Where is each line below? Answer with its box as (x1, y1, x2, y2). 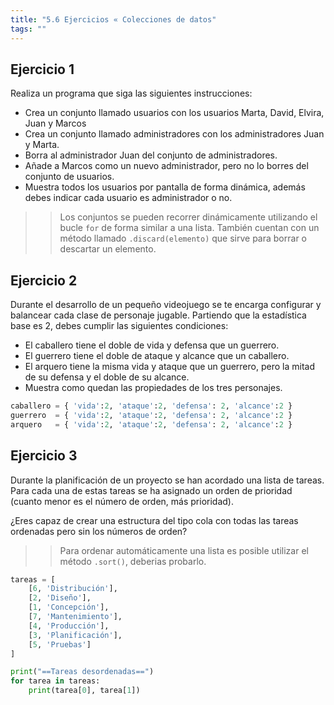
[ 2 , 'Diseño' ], (28, 593, 92, 603)
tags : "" (10, 24, 47, 34)
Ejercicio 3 (10, 447, 78, 465)
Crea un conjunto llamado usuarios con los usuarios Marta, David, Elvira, (24, 107, 325, 119)
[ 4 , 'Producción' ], (28, 621, 110, 631)
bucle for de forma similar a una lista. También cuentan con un (59, 222, 320, 234)
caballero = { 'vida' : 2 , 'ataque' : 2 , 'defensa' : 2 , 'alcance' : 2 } (10, 401, 293, 411)
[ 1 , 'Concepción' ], (28, 602, 110, 613)
